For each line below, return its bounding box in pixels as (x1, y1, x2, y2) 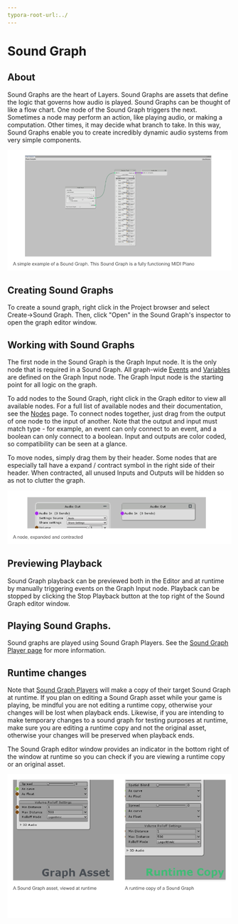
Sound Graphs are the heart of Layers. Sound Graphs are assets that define (7, 90, 229, 99)
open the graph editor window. (7, 318, 97, 327)
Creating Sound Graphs (7, 284, 114, 296)
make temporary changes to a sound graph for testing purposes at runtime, (7, 716, 229, 725)
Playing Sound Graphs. (7, 620, 112, 632)
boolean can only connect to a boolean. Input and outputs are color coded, (7, 432, 227, 441)
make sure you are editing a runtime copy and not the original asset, (7, 723, 207, 733)
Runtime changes (7, 666, 87, 679)
